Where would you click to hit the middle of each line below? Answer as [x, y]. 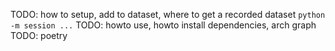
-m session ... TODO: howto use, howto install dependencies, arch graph [163, 25]
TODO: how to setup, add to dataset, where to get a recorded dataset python [168, 14]
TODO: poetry [39, 35]
